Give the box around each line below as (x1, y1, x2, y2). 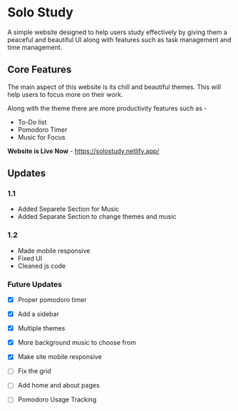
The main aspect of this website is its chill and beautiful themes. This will (7, 83, 222, 91)
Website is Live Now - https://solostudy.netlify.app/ (7, 147, 160, 155)
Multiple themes (17, 324, 66, 333)
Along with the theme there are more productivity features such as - (7, 104, 207, 113)
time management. (7, 43, 63, 51)
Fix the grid (17, 367, 51, 375)
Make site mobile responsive (17, 353, 102, 361)
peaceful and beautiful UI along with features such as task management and (7, 35, 232, 43)
